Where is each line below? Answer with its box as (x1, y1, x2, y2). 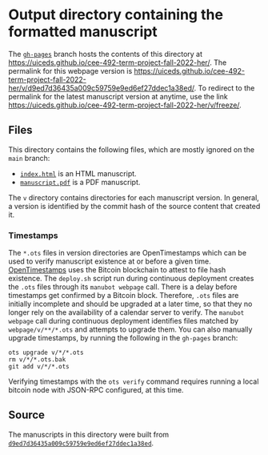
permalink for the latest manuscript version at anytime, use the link (8, 91, 228, 101)
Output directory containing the (8, 6, 224, 24)
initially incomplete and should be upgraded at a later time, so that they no (8, 299, 253, 309)
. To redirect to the (194, 83, 255, 93)
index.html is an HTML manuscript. (19, 168, 138, 178)
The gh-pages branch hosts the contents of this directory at (8, 49, 202, 58)
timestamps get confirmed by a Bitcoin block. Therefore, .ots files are (8, 291, 239, 300)
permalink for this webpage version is (8, 66, 133, 75)
